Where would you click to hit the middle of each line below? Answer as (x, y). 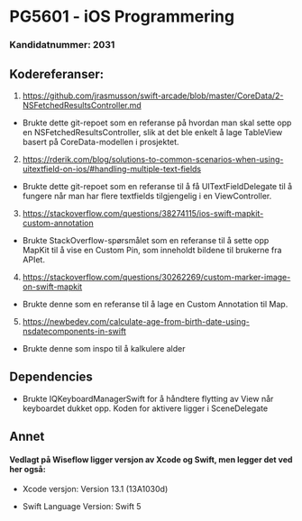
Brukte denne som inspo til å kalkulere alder (104, 348)
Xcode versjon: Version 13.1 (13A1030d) (95, 489)
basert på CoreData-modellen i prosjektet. (101, 142)
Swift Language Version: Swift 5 (82, 507)
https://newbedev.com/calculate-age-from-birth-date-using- (136, 321)
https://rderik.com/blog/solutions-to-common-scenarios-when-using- (153, 159)
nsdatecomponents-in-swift (74, 331)
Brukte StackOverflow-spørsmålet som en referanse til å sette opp (146, 240)
